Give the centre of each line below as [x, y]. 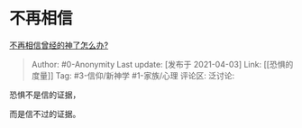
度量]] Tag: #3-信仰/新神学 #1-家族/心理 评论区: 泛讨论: [133, 75]
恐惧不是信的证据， [45, 95]
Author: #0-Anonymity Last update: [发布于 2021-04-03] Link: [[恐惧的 [162, 64]
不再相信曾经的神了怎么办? [59, 45]
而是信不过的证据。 [45, 114]
